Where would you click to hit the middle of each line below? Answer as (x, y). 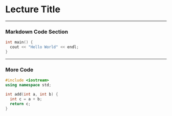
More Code (19, 69)
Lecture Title (33, 9)
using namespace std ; (28, 85)
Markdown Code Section (37, 32)
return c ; (20, 104)
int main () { (19, 42)
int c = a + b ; (26, 99)
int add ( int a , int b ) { (32, 94)
